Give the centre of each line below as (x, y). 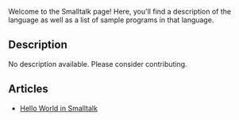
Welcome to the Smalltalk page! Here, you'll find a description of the (120, 12)
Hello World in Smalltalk (58, 108)
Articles (29, 89)
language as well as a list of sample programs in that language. (111, 20)
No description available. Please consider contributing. (98, 64)
